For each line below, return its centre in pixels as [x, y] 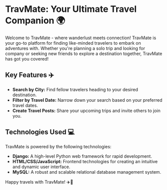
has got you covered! [27, 59]
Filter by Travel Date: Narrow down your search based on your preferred [87, 100]
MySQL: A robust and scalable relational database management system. [87, 172]
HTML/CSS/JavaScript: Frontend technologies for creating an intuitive [85, 161]
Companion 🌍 [35, 21]
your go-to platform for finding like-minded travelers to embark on [73, 43]
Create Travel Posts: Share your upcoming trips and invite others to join [86, 111]
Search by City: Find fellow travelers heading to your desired [75, 89]
